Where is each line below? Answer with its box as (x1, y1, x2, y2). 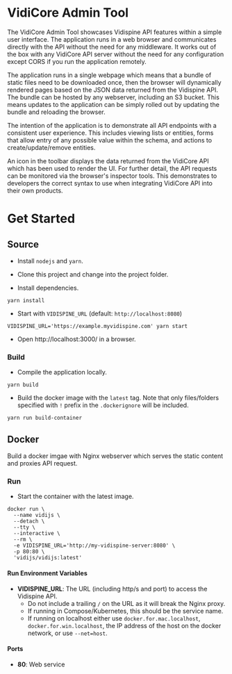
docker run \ (7, 506, 45, 513)
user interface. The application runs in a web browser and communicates (7, 35, 217, 43)
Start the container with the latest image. (17, 492, 134, 501)
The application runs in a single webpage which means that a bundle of (7, 71, 212, 79)
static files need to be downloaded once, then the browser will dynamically (7, 78, 222, 86)
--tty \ (13, 524, 36, 531)
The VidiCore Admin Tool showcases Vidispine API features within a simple (7, 28, 222, 36)
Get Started (7, 211, 75, 227)
